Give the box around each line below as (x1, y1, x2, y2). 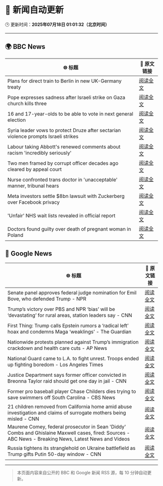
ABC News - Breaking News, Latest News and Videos (7, 435, 130, 442)
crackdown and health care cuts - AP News (7, 345, 108, 351)
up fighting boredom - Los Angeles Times (7, 361, 103, 368)
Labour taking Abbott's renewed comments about (7, 143, 121, 150)
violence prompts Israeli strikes (7, 133, 79, 139)
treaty (7, 83, 21, 90)
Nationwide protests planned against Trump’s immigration (7, 338, 139, 345)
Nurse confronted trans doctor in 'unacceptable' (7, 176, 118, 183)
